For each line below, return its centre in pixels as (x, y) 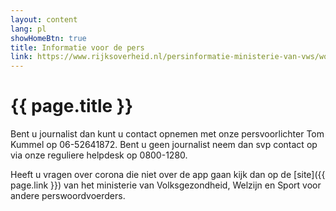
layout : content (44, 19)
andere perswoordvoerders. (68, 196)
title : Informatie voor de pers (77, 47)
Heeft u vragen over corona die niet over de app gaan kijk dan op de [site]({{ (168, 175)
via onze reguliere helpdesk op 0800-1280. (99, 155)
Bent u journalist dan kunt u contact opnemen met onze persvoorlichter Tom (167, 134)
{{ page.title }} (72, 106)
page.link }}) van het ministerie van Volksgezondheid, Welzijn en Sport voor (166, 185)
